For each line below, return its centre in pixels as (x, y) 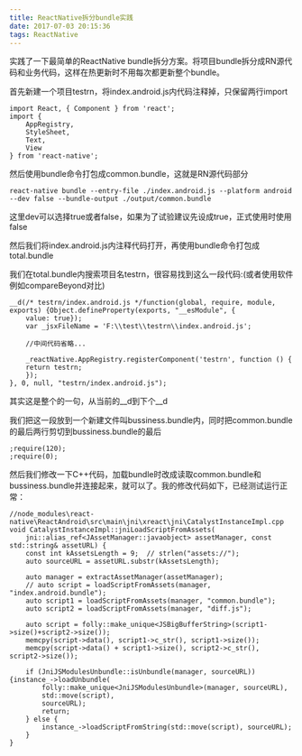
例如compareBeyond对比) (57, 286)
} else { (42, 719)
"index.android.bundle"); (58, 593)
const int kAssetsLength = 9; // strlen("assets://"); (133, 554)
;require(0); (34, 456)
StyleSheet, (48, 133)
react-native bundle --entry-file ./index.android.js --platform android (151, 191)
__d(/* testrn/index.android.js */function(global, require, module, (143, 303)
